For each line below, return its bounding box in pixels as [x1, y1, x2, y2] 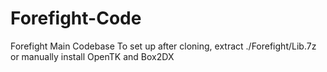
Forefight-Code [10, 7, 142, 30]
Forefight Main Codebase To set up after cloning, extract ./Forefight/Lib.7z [10, 40, 317, 52]
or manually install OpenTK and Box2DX [10, 50, 175, 62]
